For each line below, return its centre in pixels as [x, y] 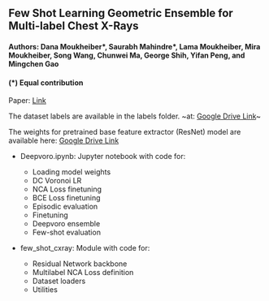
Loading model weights [72, 172]
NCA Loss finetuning [67, 189]
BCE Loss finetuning [66, 198]
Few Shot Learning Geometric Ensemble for [121, 13]
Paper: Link [28, 101]
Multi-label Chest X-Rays [74, 26]
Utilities [45, 290]
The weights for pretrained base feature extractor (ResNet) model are [125, 132]
